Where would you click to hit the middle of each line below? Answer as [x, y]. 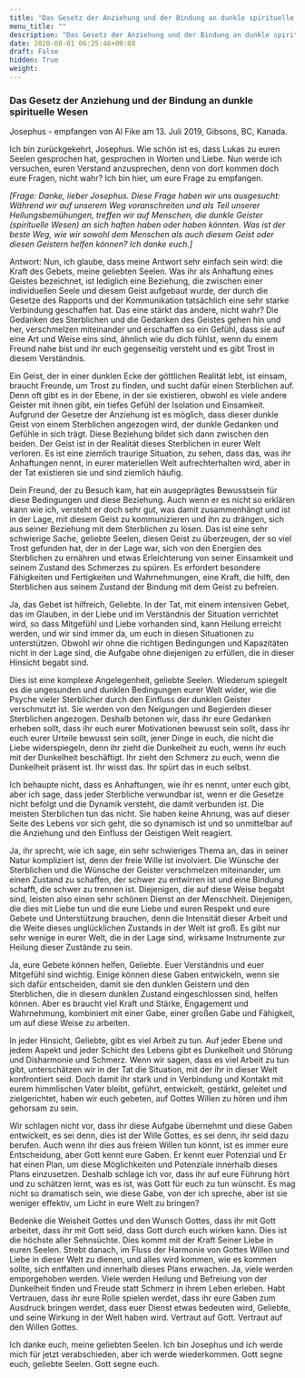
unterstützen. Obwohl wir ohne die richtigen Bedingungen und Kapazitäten [149, 643]
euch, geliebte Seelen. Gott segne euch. [84, 1364]
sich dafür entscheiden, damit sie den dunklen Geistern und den [129, 984]
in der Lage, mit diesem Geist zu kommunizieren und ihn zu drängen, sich [147, 519]
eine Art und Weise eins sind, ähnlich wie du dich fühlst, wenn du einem [144, 339]
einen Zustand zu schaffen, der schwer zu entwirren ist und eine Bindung [147, 880]
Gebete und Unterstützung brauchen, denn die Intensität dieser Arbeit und [148, 919]
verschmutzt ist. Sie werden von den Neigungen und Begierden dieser [141, 709]
